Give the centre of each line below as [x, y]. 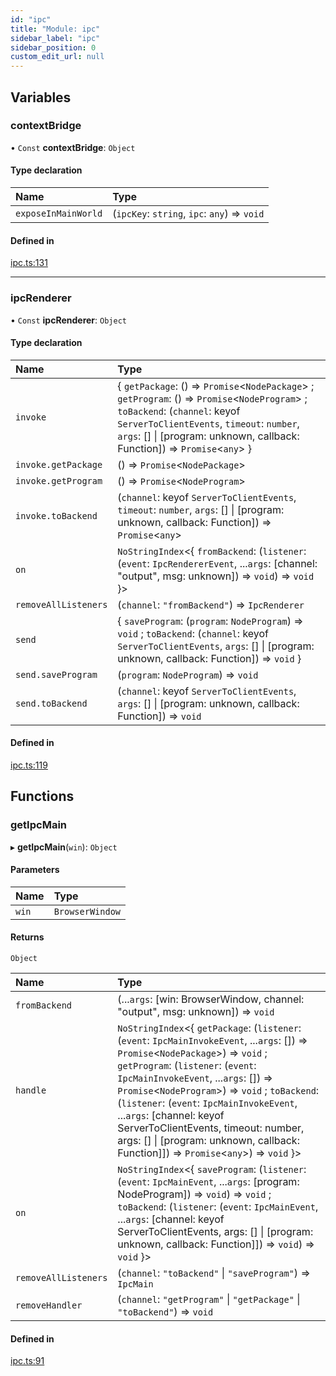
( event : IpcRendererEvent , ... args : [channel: [217, 563]
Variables [41, 97]
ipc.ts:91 [27, 1361]
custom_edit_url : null [57, 57]
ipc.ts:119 [29, 765]
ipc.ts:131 [29, 263]
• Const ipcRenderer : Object [68, 320]
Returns [27, 937]
